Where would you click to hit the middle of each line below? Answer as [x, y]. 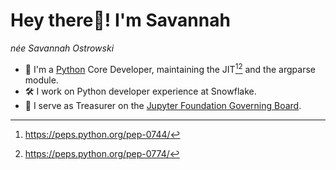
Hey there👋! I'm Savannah [120, 20]
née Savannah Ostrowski [62, 48]
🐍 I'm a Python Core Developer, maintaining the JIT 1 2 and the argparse [170, 68]
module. [41, 80]
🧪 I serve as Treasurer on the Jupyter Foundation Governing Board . [163, 105]
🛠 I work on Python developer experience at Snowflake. [140, 91]
